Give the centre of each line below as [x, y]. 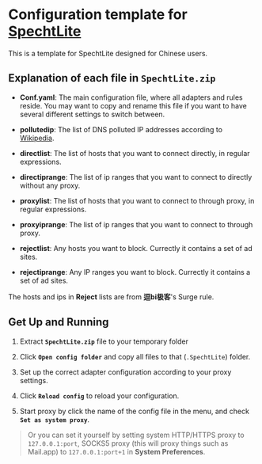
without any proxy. [50, 185]
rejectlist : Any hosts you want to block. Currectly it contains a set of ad [136, 248]
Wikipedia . [37, 138]
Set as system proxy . [54, 419]
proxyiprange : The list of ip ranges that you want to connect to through [136, 224]
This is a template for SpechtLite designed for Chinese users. [108, 53]
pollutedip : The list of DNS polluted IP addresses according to [121, 129]
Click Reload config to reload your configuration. [99, 396]
